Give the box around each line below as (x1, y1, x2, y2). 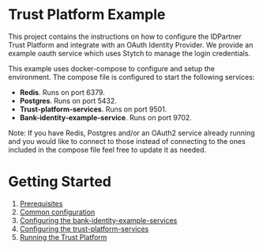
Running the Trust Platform (19, 232, 107, 242)
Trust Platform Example (8, 6, 166, 24)
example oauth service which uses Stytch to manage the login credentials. (8, 48, 251, 58)
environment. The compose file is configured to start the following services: (8, 72, 255, 81)
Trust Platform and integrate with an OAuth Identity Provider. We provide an (8, 40, 254, 49)
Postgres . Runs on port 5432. (19, 96, 117, 105)
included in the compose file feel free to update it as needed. (8, 145, 207, 154)
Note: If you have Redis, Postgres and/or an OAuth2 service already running (8, 128, 255, 138)
